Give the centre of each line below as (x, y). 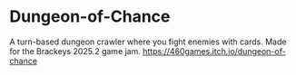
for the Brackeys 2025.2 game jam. (75, 51)
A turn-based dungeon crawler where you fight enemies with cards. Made (148, 42)
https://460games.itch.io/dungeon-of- (214, 51)
